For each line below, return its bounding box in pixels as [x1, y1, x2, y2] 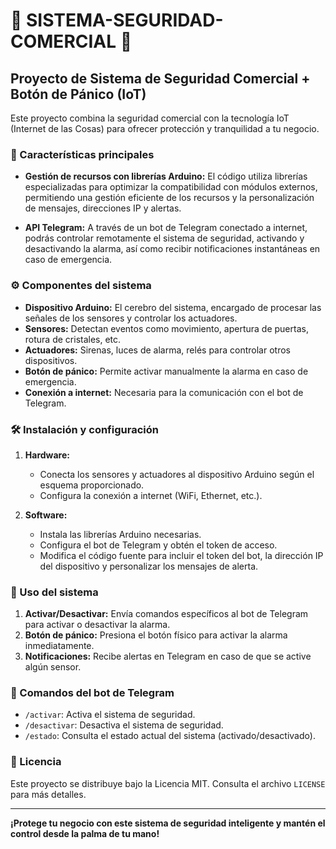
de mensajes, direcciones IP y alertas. [24, 202, 182, 214]
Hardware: [24, 449, 70, 461]
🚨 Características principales [10, 147, 155, 161]
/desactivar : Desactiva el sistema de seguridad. [24, 719, 224, 731]
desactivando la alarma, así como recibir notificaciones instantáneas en [24, 243, 321, 255]
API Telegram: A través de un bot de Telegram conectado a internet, [24, 222, 308, 234]
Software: [24, 509, 68, 521]
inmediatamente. [24, 640, 95, 652]
